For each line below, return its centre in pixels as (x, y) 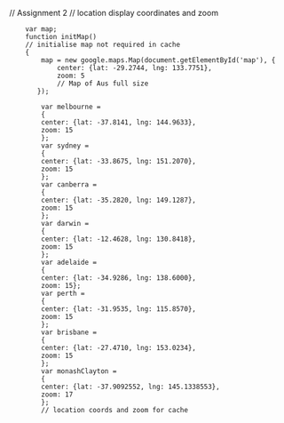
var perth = (63, 293)
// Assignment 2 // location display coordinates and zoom (114, 13)
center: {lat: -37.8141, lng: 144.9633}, (119, 123)
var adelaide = (69, 262)
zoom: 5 (71, 76)
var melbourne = (71, 107)
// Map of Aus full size (103, 84)
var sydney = (65, 146)
